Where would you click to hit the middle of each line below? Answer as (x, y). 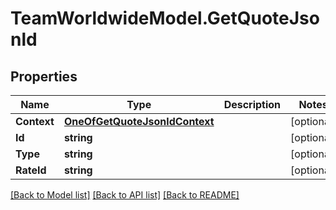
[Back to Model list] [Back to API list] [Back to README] (125, 195)
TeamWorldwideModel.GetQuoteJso (165, 18)
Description (252, 104)
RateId (31, 170)
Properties (44, 76)
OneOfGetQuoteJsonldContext (139, 121)
